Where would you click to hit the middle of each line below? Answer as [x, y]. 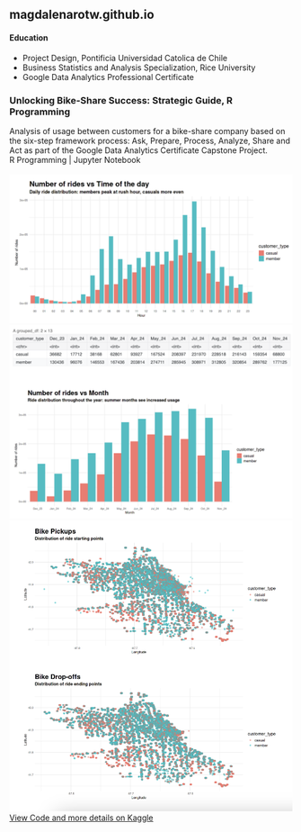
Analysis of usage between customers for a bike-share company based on [147, 131]
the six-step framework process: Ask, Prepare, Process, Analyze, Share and [150, 140]
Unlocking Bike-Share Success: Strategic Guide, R [121, 100]
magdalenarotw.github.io [82, 15]
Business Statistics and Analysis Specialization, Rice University [139, 68]
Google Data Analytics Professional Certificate [108, 77]
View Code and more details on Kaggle [82, 818]
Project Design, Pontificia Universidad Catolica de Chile [124, 58]
